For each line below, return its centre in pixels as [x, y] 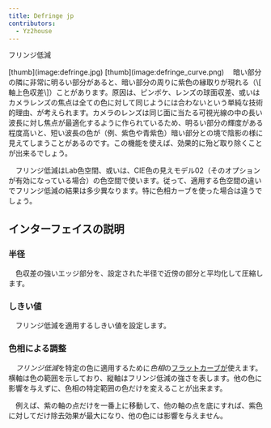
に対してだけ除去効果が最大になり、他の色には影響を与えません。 [118, 415]
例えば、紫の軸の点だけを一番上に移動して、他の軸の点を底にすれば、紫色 [139, 405]
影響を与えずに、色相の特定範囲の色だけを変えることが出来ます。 [118, 388]
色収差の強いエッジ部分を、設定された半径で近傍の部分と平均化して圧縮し [139, 273]
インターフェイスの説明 [67, 229]
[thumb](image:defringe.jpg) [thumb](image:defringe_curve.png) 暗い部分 [135, 72]
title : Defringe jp [41, 16]
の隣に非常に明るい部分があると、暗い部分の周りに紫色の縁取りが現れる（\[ [135, 83]
